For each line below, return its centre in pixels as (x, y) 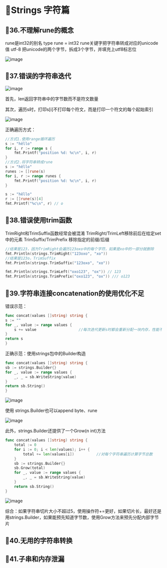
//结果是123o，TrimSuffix (31, 258)
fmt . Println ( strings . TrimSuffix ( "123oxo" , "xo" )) (58, 263)
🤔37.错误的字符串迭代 (38, 76)
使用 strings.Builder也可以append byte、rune (51, 411)
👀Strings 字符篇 (38, 10)
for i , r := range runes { (33, 176)
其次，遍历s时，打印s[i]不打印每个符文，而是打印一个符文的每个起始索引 (79, 109)
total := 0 (25, 445)
